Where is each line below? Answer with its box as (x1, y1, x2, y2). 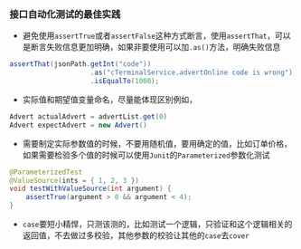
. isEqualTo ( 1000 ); (89, 77, 160, 86)
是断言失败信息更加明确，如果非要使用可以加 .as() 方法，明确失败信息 (22, 42, 281, 53)
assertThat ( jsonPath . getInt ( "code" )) (9, 60, 152, 69)
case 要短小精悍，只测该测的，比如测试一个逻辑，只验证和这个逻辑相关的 (22, 219, 293, 230)
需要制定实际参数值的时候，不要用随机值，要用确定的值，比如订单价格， (22, 138, 292, 148)
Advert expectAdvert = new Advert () (9, 120, 147, 129)
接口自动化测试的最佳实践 (9, 7, 121, 20)
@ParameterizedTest (9, 168, 83, 177)
